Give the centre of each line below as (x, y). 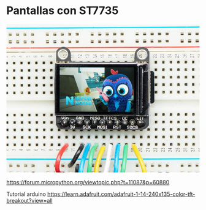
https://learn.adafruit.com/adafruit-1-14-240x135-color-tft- (121, 194)
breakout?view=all (30, 201)
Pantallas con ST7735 (63, 11)
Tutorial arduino (26, 194)
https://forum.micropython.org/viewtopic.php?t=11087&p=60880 (88, 182)
